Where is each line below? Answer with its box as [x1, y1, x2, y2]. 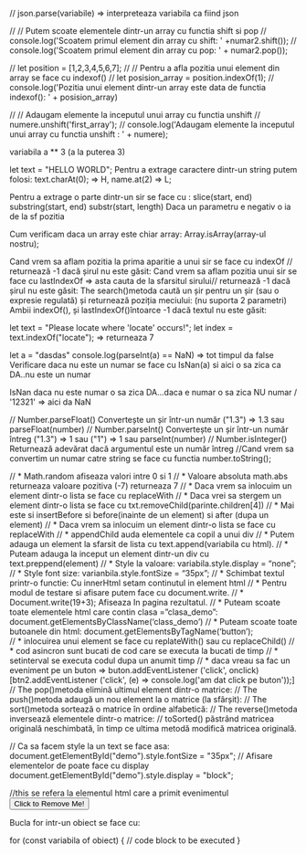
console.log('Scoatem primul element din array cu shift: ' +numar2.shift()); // [9, 36, 297, 46]
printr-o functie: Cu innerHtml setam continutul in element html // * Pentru [9, 577, 288, 588]
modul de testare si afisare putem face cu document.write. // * [9, 587, 244, 597]
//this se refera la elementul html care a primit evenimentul [9, 787, 229, 798]
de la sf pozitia [9, 211, 66, 222]
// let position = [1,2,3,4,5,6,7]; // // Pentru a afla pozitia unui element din [9, 63, 280, 73]
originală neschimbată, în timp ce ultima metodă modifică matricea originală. [9, 723, 297, 733]
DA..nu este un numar [9, 369, 91, 380]
